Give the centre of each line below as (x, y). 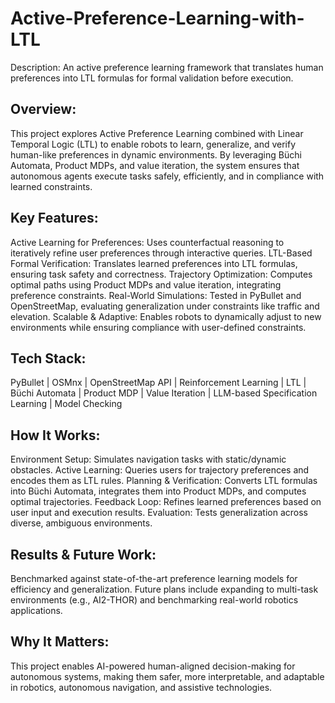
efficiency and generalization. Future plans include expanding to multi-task (164, 589)
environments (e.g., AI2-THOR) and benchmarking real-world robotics (154, 600)
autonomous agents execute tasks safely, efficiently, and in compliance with (167, 176)
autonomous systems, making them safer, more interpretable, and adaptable (167, 676)
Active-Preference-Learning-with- (157, 18)
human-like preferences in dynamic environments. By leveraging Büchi (156, 154)
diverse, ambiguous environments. (81, 523)
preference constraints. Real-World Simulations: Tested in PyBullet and (156, 295)
